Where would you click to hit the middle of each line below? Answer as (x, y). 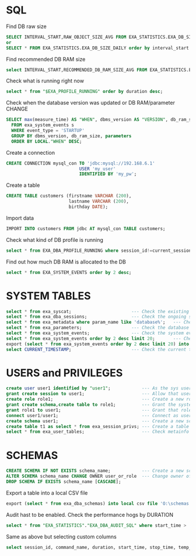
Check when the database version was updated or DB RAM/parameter (90, 103)
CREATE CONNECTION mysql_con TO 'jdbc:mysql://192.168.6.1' (81, 163)
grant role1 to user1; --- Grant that (92, 410)
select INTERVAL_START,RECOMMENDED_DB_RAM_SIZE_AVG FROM (77, 70)
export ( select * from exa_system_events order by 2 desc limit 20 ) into (98, 344)
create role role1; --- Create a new (95, 399)
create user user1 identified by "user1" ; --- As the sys (92, 388)
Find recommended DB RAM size (46, 59)
